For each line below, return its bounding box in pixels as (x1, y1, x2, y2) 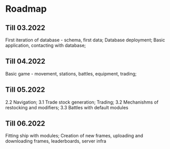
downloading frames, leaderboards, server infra (5, 138, 107, 144)
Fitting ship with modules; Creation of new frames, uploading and (5, 133, 143, 139)
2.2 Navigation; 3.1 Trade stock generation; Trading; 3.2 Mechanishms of (5, 99, 159, 105)
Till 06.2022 (5, 119, 46, 128)
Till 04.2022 (5, 57, 46, 66)
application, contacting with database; (5, 42, 86, 48)
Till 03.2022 (5, 23, 46, 32)
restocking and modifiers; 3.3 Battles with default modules (5, 104, 129, 110)
